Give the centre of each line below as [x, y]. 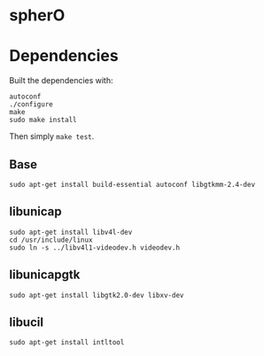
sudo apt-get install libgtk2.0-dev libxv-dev [97, 295]
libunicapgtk [45, 275]
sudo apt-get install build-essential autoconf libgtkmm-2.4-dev [132, 184]
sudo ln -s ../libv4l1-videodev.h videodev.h [94, 248]
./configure [31, 104]
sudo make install [43, 120]
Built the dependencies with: [61, 81]
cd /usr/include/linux [51, 240]
